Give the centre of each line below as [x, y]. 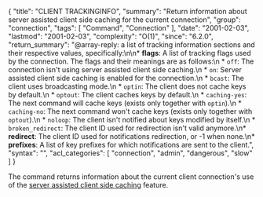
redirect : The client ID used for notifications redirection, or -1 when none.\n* [131, 136]
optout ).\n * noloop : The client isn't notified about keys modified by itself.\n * [132, 120]
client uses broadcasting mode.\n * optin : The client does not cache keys [127, 86]
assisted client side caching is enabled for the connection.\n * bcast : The [126, 78]
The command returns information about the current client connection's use [131, 177]
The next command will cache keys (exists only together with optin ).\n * [125, 103]
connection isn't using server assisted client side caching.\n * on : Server [125, 69]
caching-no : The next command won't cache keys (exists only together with [130, 111]
